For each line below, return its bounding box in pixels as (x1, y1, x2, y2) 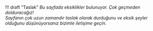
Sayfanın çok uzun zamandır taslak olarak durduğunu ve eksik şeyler (5, 15, 148, 20)
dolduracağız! (5, 9, 34, 15)
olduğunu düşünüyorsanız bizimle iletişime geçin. (5, 20, 107, 26)
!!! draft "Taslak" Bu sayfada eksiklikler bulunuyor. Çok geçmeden (5, 4, 141, 10)
